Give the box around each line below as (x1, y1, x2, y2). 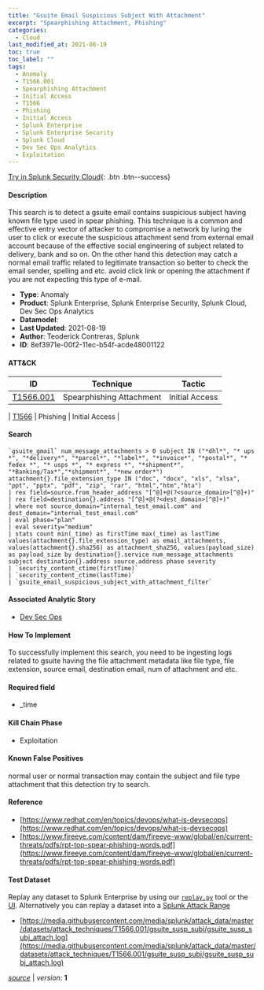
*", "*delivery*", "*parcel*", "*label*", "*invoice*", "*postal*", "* (8, 454, 247, 462)
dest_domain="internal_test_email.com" (8, 509, 139, 517)
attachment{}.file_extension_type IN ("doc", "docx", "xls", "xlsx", (8, 474, 241, 483)
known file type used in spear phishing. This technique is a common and (8, 216, 243, 225)
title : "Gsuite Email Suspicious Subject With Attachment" (8, 11, 206, 20)
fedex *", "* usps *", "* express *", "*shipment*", (8, 461, 185, 469)
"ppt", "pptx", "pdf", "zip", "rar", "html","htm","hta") (8, 481, 202, 489)
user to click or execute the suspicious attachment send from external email (8, 233, 254, 243)
